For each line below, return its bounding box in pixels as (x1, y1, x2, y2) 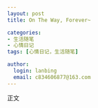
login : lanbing (13, 67, 57, 74)
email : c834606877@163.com (13, 73, 91, 80)
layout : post (7, 10, 45, 17)
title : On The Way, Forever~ (7, 17, 91, 24)
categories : (7, 29, 41, 36)
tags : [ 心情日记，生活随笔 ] (7, 48, 79, 55)
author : (7, 61, 30, 68)
